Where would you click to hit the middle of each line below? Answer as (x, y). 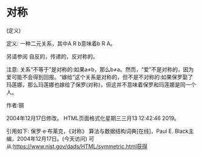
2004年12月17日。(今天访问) (52, 138)
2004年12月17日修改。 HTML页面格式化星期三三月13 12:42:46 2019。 (93, 118)
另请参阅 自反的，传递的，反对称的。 (52, 56)
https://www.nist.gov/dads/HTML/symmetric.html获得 (80, 146)
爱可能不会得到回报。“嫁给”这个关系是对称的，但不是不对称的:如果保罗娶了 (100, 77)
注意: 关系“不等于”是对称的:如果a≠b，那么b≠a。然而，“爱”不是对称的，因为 (100, 69)
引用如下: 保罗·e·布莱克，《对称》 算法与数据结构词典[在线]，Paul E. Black (98, 131)
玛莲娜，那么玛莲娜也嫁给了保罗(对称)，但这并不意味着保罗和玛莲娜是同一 (99, 84)
